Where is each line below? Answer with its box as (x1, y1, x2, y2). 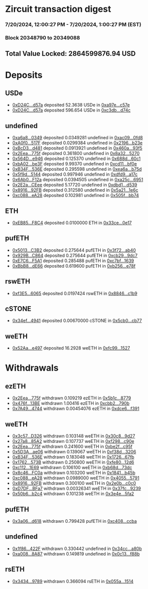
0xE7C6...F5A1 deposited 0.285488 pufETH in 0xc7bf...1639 (12, 258, 134, 264)
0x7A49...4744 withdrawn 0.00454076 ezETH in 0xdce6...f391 (12, 406, 140, 412)
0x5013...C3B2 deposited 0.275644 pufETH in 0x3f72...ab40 (12, 247, 136, 253)
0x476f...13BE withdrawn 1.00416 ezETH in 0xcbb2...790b (12, 400, 130, 406)
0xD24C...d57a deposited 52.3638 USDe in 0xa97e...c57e (12, 102, 130, 108)
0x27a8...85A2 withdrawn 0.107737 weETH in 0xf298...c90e (12, 438, 135, 444)
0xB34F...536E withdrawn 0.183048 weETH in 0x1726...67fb (12, 454, 135, 460)
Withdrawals (5, 362, 59, 374)
